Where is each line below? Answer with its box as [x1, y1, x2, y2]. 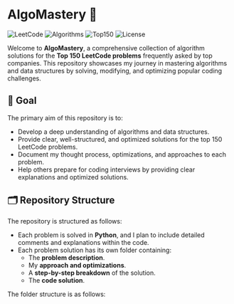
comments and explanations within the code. [17, 238, 149, 246]
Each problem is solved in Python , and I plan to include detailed [17, 231, 205, 239]
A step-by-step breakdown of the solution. [28, 268, 156, 277]
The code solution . [28, 276, 85, 284]
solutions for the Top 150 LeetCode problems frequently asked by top [7, 51, 213, 60]
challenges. [7, 74, 41, 83]
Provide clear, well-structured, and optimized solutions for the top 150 [17, 135, 223, 143]
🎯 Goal [7, 95, 37, 107]
